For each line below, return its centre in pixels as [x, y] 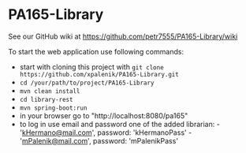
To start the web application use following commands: [96, 51]
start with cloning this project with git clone [91, 67]
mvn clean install [50, 91]
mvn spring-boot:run [53, 108]
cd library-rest [46, 99]
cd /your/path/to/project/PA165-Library [87, 83]
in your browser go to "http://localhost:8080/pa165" [104, 115]
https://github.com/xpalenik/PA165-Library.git [99, 74]
